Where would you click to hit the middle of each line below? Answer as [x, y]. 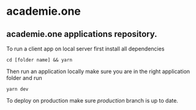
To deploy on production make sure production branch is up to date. [92, 100]
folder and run [24, 78]
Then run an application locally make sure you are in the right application [98, 71]
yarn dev [17, 89]
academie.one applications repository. [82, 34]
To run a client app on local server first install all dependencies [85, 49]
